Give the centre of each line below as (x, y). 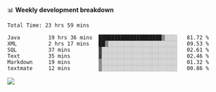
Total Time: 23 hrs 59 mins (49, 25)
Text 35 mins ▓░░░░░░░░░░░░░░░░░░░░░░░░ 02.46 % (108, 56)
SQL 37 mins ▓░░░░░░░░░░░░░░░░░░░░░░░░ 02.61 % (108, 50)
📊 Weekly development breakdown (61, 10)
